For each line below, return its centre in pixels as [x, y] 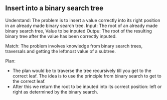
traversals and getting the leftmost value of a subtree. [61, 51]
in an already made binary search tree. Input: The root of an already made [81, 25]
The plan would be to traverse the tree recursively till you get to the [82, 70]
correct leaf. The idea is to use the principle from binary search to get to [87, 76]
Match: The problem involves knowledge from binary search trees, [74, 46]
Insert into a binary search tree [54, 8]
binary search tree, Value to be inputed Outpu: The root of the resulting [78, 31]
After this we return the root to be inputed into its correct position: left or [87, 86]
